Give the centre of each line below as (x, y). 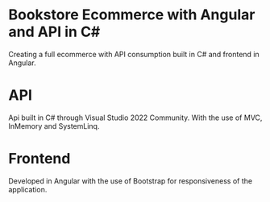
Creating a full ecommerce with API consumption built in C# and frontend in (134, 54)
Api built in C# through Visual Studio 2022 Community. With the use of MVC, (135, 117)
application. (28, 189)
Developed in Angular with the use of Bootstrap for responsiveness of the (130, 181)
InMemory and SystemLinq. (54, 126)
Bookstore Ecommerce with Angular (132, 15)
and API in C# (54, 32)
